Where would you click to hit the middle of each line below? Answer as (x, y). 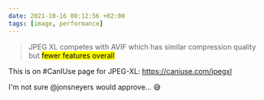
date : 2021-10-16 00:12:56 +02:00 (67, 16)
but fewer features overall (71, 55)
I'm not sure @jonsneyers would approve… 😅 (84, 87)
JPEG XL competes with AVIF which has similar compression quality (142, 46)
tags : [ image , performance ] (56, 24)
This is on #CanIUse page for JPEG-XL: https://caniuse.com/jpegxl (120, 71)
